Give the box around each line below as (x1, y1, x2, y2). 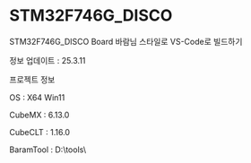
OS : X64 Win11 (9, 91, 65, 103)
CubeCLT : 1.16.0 (9, 126, 70, 137)
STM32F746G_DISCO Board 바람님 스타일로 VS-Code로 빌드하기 (9, 36, 243, 47)
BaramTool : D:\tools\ (9, 144, 87, 155)
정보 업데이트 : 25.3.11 (9, 55, 86, 65)
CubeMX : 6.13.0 (9, 109, 70, 120)
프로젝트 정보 (9, 73, 56, 85)
